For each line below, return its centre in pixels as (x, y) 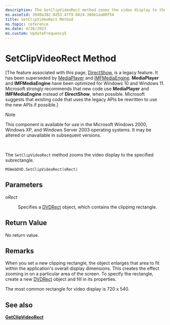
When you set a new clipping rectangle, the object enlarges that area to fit (82, 263)
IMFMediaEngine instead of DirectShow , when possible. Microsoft (75, 94)
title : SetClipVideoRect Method (39, 19)
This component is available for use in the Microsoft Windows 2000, (76, 124)
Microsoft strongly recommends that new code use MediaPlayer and (77, 89)
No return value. (22, 235)
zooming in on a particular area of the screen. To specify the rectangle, (79, 274)
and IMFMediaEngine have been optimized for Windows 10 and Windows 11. (85, 83)
